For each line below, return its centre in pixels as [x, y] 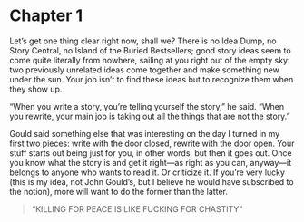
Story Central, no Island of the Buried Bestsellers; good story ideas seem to [151, 50]
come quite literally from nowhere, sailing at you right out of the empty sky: [150, 60]
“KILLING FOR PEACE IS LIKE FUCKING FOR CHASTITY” [137, 208]
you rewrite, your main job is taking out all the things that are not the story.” [150, 116]
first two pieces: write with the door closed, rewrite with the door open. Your [152, 143]
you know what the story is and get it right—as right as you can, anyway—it [151, 162]
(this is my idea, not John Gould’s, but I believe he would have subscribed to [152, 181]
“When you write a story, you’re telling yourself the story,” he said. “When [147, 106]
